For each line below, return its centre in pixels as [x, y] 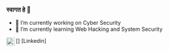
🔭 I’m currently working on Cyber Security [68, 23]
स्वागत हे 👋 [19, 10]
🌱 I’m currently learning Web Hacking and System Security [89, 29]
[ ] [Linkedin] [31, 41]
